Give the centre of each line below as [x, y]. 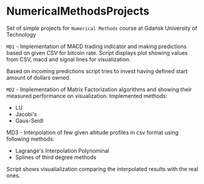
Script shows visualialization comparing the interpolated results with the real [102, 169]
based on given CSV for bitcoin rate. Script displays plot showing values [97, 52]
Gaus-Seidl [29, 121]
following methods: [31, 139]
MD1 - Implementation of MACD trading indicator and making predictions [97, 46]
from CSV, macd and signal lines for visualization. [69, 59]
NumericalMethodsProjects [78, 11]
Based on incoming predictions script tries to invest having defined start [97, 71]
